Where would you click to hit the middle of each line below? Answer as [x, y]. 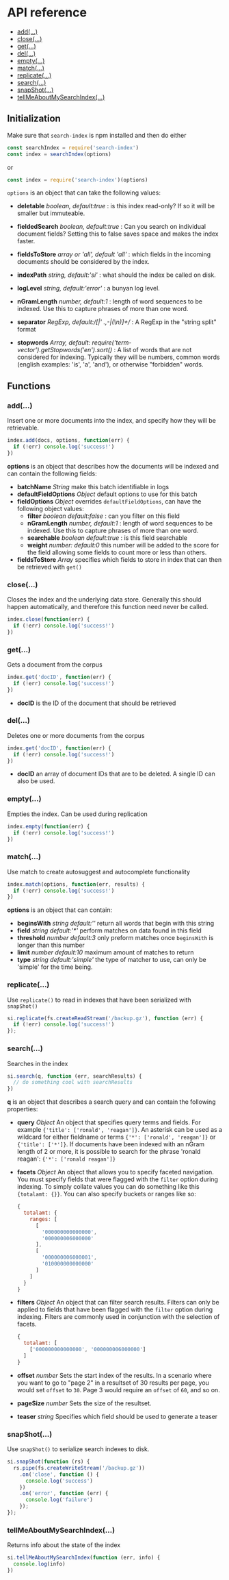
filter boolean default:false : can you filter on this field [103, 516]
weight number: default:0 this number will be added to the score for [123, 545]
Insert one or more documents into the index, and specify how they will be [112, 421]
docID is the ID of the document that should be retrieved [96, 703]
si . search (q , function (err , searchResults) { [75, 1076]
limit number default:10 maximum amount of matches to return [105, 952]
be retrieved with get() [49, 567]
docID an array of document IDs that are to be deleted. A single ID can [116, 774]
